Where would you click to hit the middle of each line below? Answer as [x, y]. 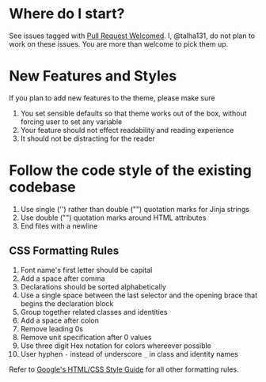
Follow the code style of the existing [130, 170]
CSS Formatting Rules [64, 251]
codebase [42, 187]
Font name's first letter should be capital [86, 270]
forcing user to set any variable [71, 121]
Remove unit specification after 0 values [86, 337]
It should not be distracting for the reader [87, 138]
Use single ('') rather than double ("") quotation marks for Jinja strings [135, 209]
